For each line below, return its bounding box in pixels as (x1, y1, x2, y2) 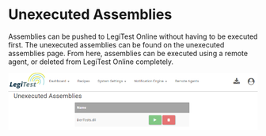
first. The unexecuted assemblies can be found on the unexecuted (8, 40, 225, 49)
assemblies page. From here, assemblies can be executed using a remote (8, 48, 248, 58)
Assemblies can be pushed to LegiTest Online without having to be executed (8, 32, 258, 41)
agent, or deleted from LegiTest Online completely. (8, 57, 174, 66)
